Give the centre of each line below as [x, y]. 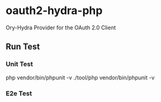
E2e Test [19, 93]
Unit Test [19, 64]
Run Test [23, 47]
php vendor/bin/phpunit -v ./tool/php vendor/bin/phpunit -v [80, 78]
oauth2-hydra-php [54, 11]
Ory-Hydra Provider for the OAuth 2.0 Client [61, 27]
